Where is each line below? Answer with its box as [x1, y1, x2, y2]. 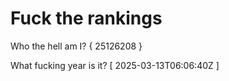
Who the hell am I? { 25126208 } [10, 40, 143, 52]
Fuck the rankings [10, 7, 163, 30]
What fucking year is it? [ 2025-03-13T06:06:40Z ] [10, 59, 220, 71]
